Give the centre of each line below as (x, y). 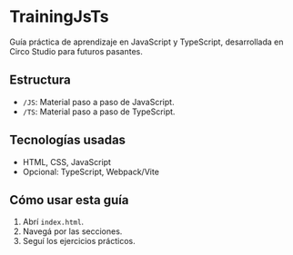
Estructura (40, 80)
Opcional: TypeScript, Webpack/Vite (91, 172)
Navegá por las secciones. (72, 231)
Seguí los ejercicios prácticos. (79, 241)
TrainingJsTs (59, 17)
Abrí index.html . (53, 222)
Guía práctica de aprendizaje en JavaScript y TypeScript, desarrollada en (146, 42)
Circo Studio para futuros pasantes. (76, 51)
